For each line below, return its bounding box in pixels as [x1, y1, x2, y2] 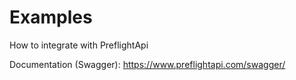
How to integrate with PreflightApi [9, 39, 149, 51]
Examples [9, 6, 93, 29]
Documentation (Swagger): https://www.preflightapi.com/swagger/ [9, 58, 286, 70]
